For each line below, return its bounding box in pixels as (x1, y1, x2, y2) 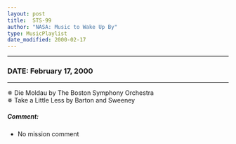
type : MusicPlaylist (7, 30, 68, 37)
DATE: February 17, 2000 (7, 66, 93, 76)
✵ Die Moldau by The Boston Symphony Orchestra (7, 89, 155, 97)
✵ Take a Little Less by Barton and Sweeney (7, 96, 136, 105)
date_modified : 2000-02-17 (7, 37, 86, 44)
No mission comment (17, 130, 79, 138)
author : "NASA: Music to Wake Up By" (7, 23, 118, 30)
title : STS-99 (7, 17, 52, 24)
